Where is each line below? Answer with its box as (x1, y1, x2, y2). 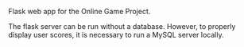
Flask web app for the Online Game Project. (8, 7, 151, 16)
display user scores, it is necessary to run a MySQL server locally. (8, 31, 224, 39)
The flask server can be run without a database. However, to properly (8, 22, 236, 31)
